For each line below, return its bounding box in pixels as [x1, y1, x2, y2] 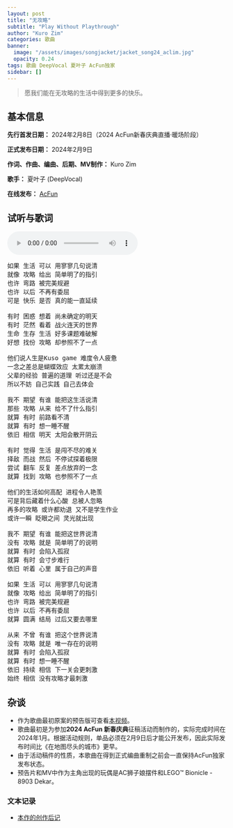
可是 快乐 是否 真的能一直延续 [7, 297, 98, 305]
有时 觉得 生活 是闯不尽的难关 [7, 446, 98, 455]
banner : [7, 42, 30, 49]
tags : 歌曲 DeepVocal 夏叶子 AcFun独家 [7, 62, 115, 69]
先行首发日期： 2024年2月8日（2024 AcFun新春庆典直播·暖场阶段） [7, 130, 203, 139]
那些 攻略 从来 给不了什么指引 [7, 405, 98, 413]
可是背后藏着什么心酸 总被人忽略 [7, 497, 103, 505]
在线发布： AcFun [7, 189, 58, 198]
